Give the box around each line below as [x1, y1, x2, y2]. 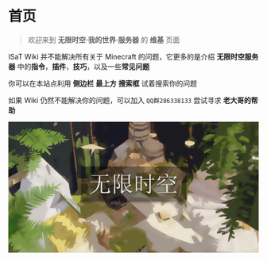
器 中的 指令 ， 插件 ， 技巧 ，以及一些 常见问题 [8, 61, 149, 71]
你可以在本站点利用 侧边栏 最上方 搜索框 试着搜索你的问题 [8, 79, 197, 88]
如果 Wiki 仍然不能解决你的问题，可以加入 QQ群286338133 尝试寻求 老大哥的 [8, 95, 252, 105]
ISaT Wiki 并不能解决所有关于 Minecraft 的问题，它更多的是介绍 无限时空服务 [8, 52, 259, 61]
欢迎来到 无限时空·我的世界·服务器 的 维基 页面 [27, 35, 180, 44]
